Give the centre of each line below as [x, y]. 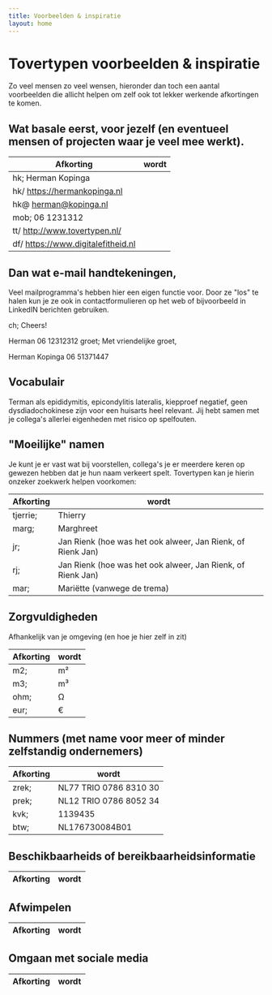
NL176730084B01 [95, 827]
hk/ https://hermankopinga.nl [68, 192]
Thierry [72, 515]
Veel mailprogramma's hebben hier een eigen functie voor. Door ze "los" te [134, 292]
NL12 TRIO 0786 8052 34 [108, 801]
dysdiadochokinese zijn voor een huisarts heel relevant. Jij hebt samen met [134, 410]
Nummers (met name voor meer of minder [117, 738]
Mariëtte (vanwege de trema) [113, 588]
